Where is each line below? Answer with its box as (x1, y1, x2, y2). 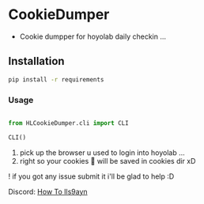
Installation (8, 55, 65, 68)
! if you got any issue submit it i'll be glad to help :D (8, 172, 175, 181)
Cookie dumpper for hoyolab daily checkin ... (19, 32, 167, 41)
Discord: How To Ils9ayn (8, 187, 89, 196)
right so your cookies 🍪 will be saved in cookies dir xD (19, 156, 196, 165)
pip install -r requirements (8, 75, 104, 84)
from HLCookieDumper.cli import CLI (8, 119, 129, 127)
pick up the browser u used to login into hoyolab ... (19, 148, 186, 157)
